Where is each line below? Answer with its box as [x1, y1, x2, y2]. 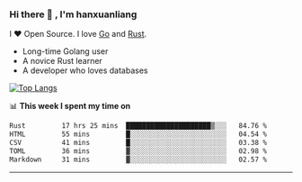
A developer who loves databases [22, 65, 148, 76]
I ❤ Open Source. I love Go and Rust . [9, 29, 147, 40]
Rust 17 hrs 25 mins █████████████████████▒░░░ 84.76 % [9, 122, 268, 131]
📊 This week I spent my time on [9, 101, 131, 112]
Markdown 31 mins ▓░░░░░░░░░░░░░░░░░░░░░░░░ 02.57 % [9, 155, 268, 164]
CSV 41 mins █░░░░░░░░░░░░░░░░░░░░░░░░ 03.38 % [9, 139, 268, 148]
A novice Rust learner [22, 56, 103, 67]
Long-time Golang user [22, 46, 109, 57]
